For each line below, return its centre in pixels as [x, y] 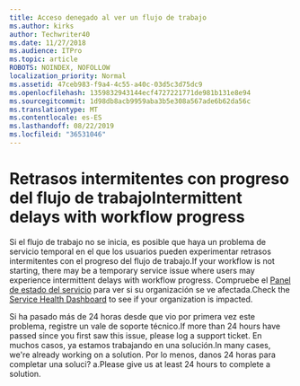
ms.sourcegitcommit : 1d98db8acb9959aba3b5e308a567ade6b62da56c [130, 101]
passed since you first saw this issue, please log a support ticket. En [136, 335]
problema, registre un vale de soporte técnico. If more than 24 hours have [145, 326]
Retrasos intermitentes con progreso [150, 179]
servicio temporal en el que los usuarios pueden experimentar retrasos [141, 251]
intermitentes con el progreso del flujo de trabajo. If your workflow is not [142, 260]
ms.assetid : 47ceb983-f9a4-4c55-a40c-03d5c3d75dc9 [106, 84]
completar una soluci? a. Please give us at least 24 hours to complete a [140, 364]
